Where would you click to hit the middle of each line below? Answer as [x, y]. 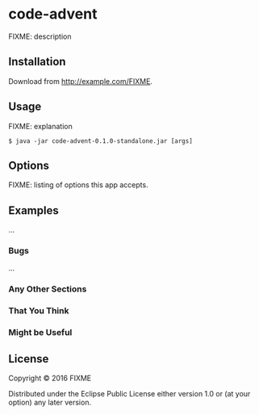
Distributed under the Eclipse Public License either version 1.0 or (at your [129, 394]
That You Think [39, 311]
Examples [33, 210]
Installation [37, 62]
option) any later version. [50, 402]
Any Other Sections [48, 289]
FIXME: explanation [40, 126]
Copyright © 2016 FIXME [50, 378]
